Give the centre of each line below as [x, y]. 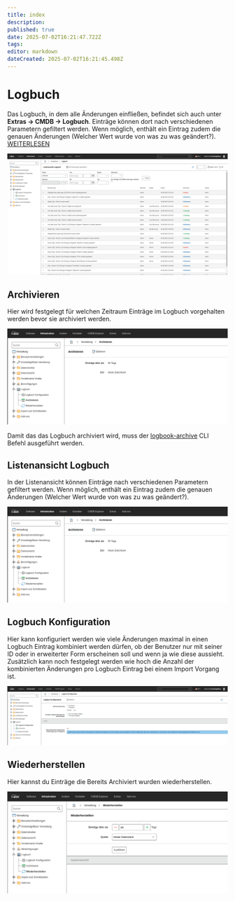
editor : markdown [33, 52]
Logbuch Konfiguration [59, 622]
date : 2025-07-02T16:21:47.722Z [54, 37]
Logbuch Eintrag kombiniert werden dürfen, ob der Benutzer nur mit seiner [115, 646]
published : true [31, 29]
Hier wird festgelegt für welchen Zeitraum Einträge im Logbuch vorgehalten [116, 312]
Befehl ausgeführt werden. [46, 443]
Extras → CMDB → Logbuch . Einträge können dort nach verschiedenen [110, 121]
